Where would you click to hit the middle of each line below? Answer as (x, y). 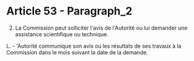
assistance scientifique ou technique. (62, 34)
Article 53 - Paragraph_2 (69, 11)
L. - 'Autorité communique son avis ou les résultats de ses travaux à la (94, 46)
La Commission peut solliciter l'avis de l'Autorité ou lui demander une (101, 28)
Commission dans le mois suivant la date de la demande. (77, 52)
